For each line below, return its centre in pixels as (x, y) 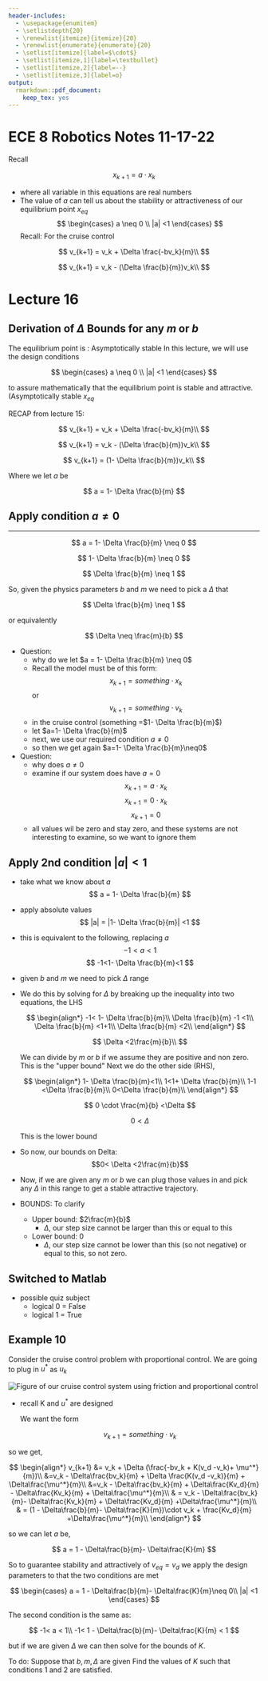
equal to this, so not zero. (85, 1254)
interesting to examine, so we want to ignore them (114, 838)
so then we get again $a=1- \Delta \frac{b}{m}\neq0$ (119, 747)
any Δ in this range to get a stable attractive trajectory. (109, 1188)
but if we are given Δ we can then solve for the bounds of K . (107, 1646)
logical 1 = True (57, 1315)
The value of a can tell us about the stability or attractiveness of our (131, 200)
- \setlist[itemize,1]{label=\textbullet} (87, 61)
